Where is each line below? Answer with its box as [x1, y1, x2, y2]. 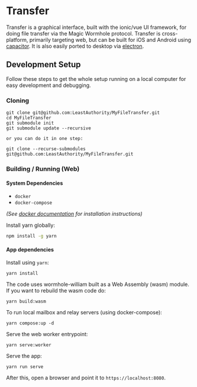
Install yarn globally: [6, 222, 55, 229]
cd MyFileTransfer [6, 115, 51, 121]
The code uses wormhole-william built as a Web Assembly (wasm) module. [6, 281, 189, 288]
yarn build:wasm [6, 298, 46, 305]
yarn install [6, 271, 38, 277]
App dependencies [6, 246, 54, 253]
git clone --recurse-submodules [6, 146, 86, 152]
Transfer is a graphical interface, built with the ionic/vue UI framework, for [6, 24, 187, 31]
